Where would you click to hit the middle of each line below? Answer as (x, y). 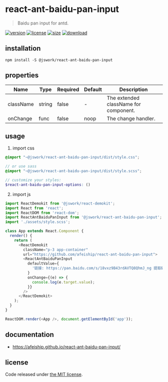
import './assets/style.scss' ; (38, 222)
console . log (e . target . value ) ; (63, 282)
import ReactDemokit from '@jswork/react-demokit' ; (60, 203)
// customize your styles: (33, 180)
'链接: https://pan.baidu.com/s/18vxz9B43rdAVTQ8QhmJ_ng (91, 268)
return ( (23, 240)
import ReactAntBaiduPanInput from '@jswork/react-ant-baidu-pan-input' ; (84, 217)
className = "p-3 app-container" (56, 249)
